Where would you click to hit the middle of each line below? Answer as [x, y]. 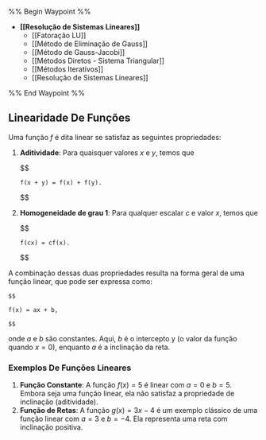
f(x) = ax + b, [33, 310]
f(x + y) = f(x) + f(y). [61, 182]
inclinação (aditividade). [59, 402]
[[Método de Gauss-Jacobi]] [78, 52]
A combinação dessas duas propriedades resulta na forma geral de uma [126, 273]
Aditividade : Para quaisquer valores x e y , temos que [107, 152]
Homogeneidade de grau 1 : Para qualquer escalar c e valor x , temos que [139, 212]
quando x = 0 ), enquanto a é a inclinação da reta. [89, 347]
